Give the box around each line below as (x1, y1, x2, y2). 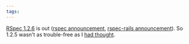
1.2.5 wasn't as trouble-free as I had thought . (6, 31, 116, 38)
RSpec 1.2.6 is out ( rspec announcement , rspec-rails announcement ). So (6, 25, 183, 32)
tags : (6, 8, 19, 15)
